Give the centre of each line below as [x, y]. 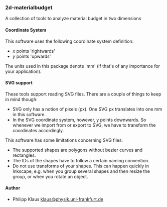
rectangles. [24, 155]
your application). [23, 71]
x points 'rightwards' [34, 51]
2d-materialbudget [29, 8]
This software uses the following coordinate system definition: [69, 41]
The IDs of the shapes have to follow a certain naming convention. [81, 160]
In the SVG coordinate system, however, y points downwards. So [79, 120]
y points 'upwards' [32, 56]
